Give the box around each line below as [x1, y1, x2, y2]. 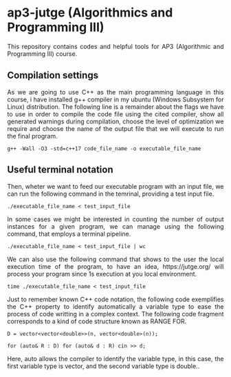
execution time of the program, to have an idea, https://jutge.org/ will [7, 262, 224, 270]
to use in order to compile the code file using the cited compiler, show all [7, 110, 224, 118]
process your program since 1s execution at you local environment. [7, 269, 197, 278]
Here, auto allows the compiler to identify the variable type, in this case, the [7, 354, 224, 363]
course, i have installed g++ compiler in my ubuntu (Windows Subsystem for [7, 95, 224, 103]
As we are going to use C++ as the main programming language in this [7, 88, 224, 96]
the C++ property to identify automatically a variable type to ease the [7, 302, 224, 311]
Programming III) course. [7, 50, 78, 58]
